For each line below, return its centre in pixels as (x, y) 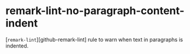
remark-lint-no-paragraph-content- (95, 11)
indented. (17, 46)
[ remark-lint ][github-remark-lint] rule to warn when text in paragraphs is (94, 39)
